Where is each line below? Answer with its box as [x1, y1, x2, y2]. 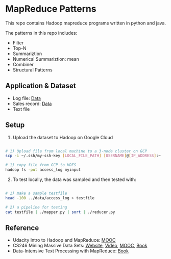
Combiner [12, 61, 34, 67]
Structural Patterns [12, 67, 53, 73]
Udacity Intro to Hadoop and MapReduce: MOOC [12, 237, 116, 243]
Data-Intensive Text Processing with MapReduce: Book [12, 248, 129, 254]
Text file [12, 106, 30, 112]
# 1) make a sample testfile [5, 191, 67, 196]
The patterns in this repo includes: [5, 30, 78, 36]
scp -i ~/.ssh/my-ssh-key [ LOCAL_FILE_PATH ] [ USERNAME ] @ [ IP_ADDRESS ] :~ [5, 153, 161, 159]
